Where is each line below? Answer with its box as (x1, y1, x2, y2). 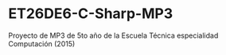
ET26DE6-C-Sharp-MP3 (8, 5, 173, 23)
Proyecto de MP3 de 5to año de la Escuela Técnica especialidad (8, 31, 219, 40)
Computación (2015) (8, 38, 76, 48)
